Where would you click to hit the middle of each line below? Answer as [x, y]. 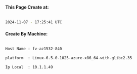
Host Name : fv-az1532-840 [34, 49]
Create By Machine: [27, 33]
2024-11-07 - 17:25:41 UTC [34, 22]
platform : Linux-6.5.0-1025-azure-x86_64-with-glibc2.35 [69, 58]
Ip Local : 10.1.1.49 [29, 67]
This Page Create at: [27, 7]
